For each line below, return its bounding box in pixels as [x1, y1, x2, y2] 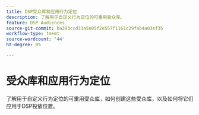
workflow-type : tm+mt [6, 31, 60, 37]
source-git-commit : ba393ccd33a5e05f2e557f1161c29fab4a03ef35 [6, 25, 163, 31]
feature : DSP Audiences [6, 20, 65, 25]
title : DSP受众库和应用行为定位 [6, 8, 77, 15]
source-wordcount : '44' [6, 36, 65, 42]
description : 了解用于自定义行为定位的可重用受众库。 [6, 14, 125, 20]
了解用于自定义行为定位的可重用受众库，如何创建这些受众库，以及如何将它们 [6, 95, 194, 102]
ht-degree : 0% [6, 42, 42, 48]
